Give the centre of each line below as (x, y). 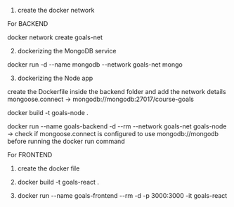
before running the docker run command (66, 141)
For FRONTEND (30, 155)
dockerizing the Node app (55, 78)
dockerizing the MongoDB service (67, 51)
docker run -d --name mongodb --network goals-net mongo (95, 65)
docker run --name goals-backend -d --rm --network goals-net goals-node (117, 126)
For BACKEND (28, 24)
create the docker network (56, 10)
